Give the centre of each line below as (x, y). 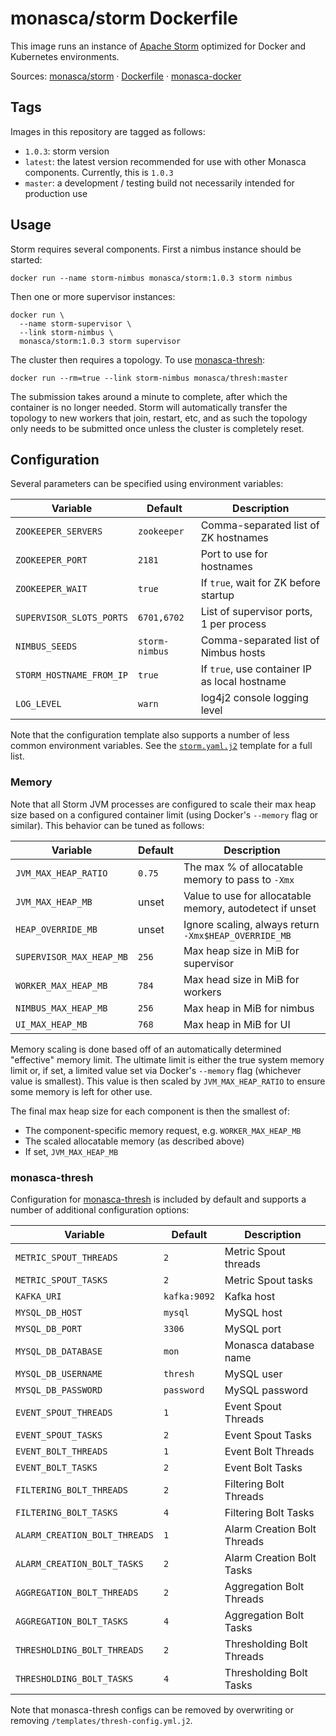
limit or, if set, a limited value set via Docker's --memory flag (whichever (156, 1070)
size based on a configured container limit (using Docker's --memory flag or (164, 814)
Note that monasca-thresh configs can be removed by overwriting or (152, 1709)
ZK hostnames (234, 538)
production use (56, 193)
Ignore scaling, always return (251, 924)
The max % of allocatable (243, 867)
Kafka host (250, 1296)
